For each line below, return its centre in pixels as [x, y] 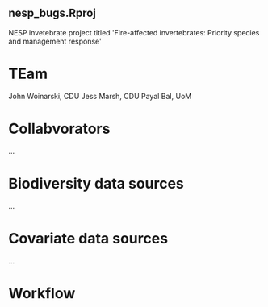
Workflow [42, 293]
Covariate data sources [88, 238]
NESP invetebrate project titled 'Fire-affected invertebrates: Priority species [134, 32]
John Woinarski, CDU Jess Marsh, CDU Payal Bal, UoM [100, 96]
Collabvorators [59, 129]
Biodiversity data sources [96, 183]
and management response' [55, 41]
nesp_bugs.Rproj [52, 13]
